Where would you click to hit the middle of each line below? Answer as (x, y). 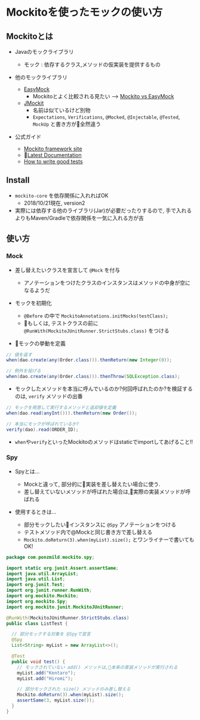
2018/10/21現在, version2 (54, 203)
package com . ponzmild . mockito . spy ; (50, 557)
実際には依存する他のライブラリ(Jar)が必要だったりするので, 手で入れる (103, 210)
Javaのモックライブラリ (44, 52)
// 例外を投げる (24, 371)
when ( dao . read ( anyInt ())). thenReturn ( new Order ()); (72, 413)
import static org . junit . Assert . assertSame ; (62, 568)
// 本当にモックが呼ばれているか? (43, 424)
